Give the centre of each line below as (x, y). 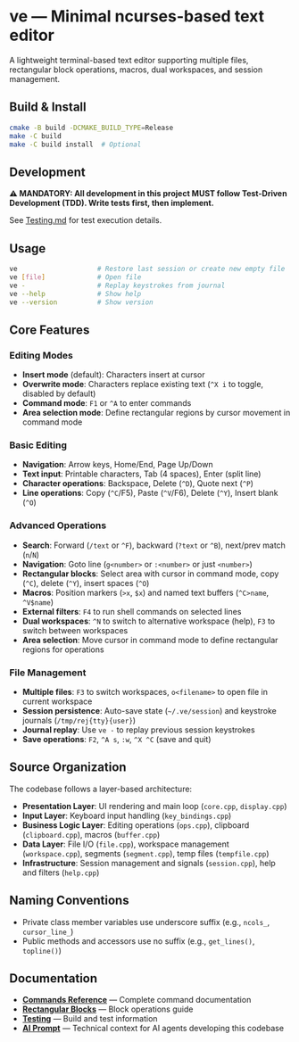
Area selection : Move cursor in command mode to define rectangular (150, 640)
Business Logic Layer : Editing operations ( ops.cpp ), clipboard (136, 825)
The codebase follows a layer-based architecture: (101, 789)
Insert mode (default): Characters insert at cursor (113, 375)
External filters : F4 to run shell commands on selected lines (132, 611)
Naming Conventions (69, 901)
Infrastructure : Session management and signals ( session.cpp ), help (149, 863)
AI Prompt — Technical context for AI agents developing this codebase (153, 1029)
